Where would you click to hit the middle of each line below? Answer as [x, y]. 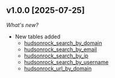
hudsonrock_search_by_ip [56, 55]
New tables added [38, 37]
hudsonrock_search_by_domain [63, 43]
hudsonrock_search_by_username [66, 62]
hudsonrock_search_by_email [61, 49]
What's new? [23, 25]
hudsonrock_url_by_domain [58, 68]
